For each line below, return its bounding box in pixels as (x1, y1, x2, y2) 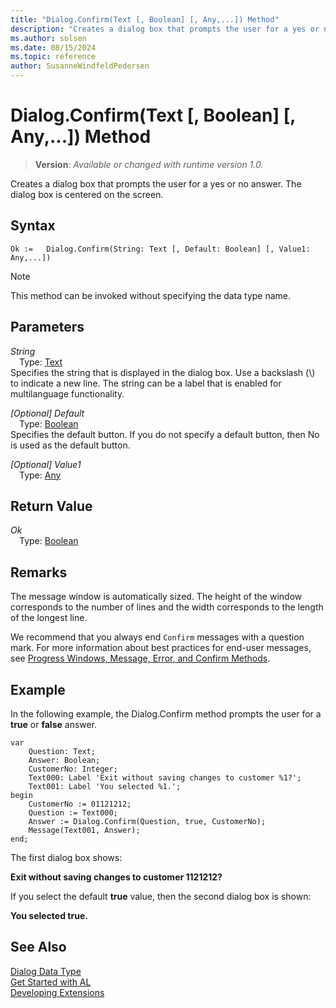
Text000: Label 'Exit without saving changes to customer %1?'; (28, 773, 302, 783)
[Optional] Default (10, 407, 85, 419)
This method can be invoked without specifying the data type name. (10, 289, 292, 301)
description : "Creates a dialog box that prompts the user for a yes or (10, 24, 320, 34)
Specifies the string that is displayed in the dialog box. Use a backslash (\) (10, 366, 316, 378)
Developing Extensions (10, 986, 105, 998)
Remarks (10, 564, 68, 581)
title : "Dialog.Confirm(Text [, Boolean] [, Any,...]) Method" (10, 14, 280, 25)
